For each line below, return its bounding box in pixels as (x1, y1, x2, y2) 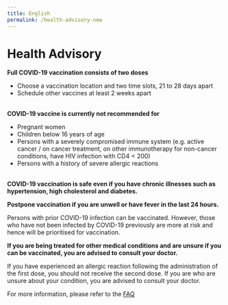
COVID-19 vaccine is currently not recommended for (7, 110, 160, 118)
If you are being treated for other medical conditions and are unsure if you (7, 241, 222, 250)
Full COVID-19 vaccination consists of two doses (7, 69, 149, 77)
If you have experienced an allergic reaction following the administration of (7, 262, 218, 271)
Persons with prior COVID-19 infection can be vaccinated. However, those (7, 214, 216, 222)
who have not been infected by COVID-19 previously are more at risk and (7, 221, 214, 230)
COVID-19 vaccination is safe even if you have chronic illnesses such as (7, 180, 216, 188)
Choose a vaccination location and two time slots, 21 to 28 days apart (16, 82, 214, 90)
